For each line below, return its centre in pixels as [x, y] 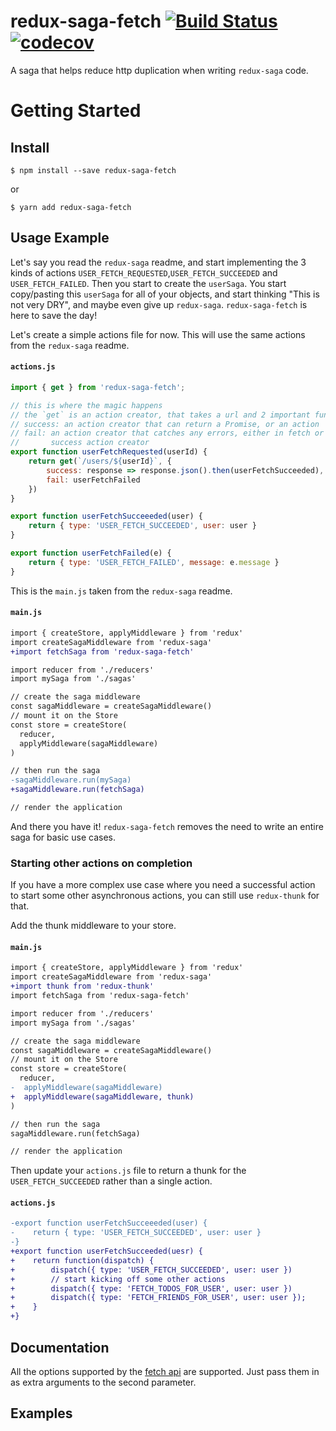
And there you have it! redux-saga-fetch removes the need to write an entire [167, 826]
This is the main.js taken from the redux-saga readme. [121, 591]
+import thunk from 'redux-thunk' [82, 986]
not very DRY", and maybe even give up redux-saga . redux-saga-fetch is [159, 304]
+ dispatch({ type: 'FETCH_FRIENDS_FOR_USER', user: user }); [158, 1298]
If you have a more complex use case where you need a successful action [163, 885]
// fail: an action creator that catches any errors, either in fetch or [167, 433]
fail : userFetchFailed [93, 480]
